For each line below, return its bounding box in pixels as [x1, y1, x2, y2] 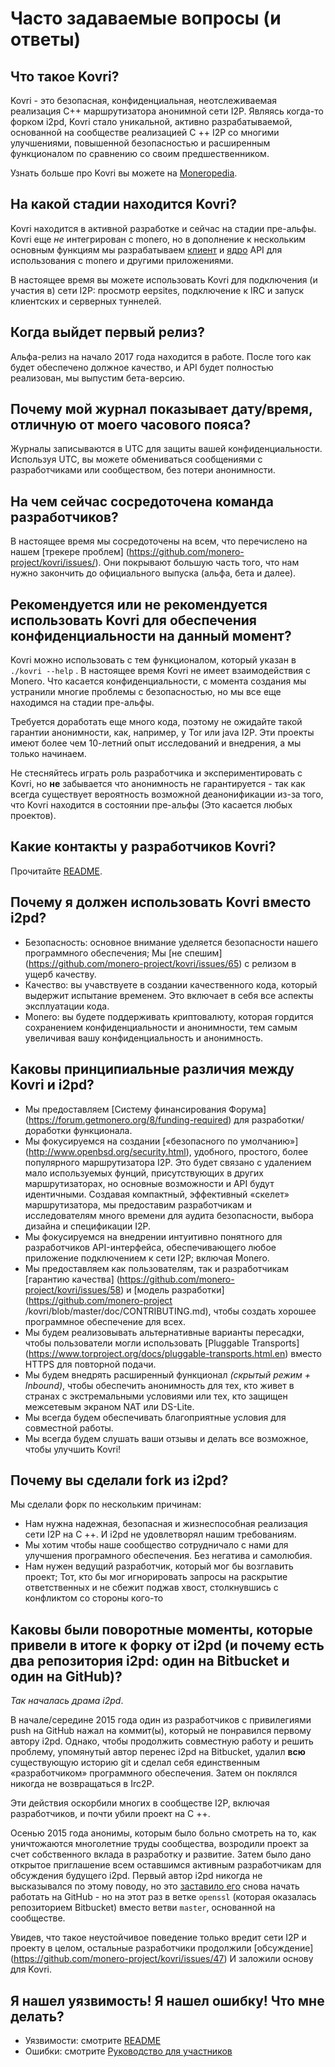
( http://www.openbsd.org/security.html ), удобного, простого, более [24, 1145, 309, 1157]
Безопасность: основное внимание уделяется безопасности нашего [24, 936, 319, 948]
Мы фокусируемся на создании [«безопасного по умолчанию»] [24, 1135, 299, 1147]
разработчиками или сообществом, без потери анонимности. [10, 464, 276, 476]
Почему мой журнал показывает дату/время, [10, 401, 313, 418]
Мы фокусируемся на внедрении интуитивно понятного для [24, 1230, 283, 1242]
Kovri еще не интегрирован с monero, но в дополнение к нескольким [10, 233, 307, 245]
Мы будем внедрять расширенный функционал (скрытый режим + [24, 1368, 312, 1381]
